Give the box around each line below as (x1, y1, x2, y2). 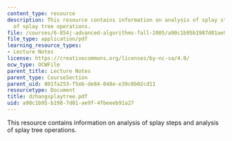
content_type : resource (7, 10, 76, 17)
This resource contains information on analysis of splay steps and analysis (7, 118, 219, 127)
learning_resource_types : (7, 42, 81, 49)
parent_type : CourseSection (7, 74, 88, 81)
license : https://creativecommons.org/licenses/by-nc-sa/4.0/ (7, 55, 190, 62)
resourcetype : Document (7, 87, 76, 94)
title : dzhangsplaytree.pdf (7, 94, 88, 100)
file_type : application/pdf (7, 36, 88, 43)
